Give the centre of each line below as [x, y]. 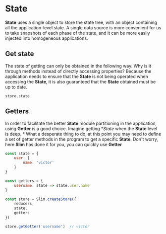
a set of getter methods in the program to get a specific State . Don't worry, [82, 139]
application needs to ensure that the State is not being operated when [77, 76]
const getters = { [24, 181]
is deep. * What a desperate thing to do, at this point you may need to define [83, 134]
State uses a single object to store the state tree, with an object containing [81, 22]
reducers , [24, 204]
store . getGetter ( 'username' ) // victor [48, 227]
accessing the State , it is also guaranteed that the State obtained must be [81, 81]
